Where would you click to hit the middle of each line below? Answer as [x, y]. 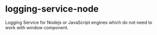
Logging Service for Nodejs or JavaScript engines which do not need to [79, 22]
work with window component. [37, 27]
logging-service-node [52, 9]
